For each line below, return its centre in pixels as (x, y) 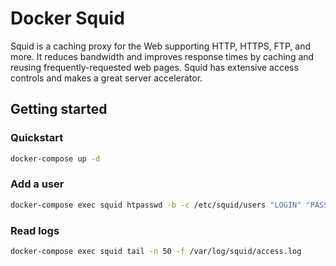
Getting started (59, 109)
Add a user (37, 184)
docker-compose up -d (55, 158)
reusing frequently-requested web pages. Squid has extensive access (154, 67)
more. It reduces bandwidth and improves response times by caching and (162, 56)
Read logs (35, 230)
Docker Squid (67, 18)
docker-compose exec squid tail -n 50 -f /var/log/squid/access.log (156, 251)
